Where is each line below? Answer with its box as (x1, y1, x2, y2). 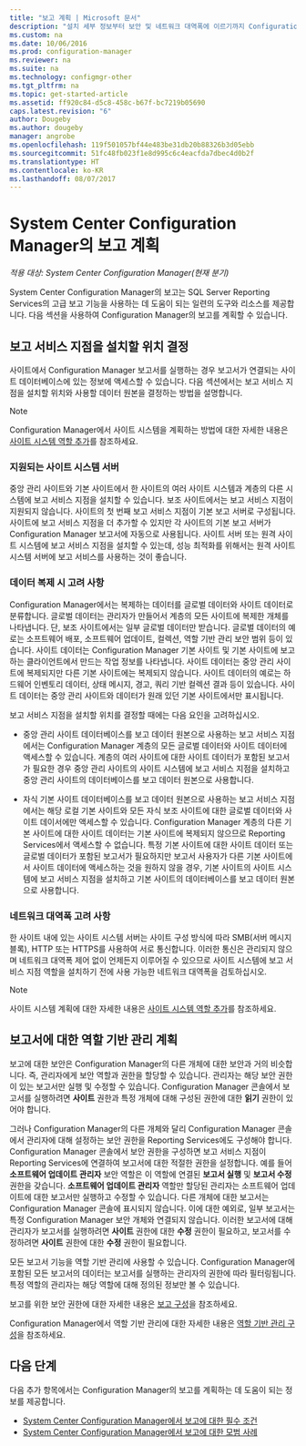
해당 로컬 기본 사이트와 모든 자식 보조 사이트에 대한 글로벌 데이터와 (46, 805, 283, 816)
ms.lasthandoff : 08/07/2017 (9, 174, 117, 183)
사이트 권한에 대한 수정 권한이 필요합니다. (40, 1237, 188, 1247)
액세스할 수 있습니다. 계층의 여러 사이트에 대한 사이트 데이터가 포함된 (22, 751, 266, 762)
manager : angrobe (9, 132, 76, 141)
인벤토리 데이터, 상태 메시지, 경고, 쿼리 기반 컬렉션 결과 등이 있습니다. (33, 678, 279, 689)
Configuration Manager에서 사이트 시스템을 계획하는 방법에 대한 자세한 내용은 (9, 424, 289, 435)
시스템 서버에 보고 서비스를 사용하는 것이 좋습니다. (9, 552, 188, 563)
